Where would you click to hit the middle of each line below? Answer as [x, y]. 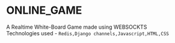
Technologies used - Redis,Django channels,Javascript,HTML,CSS [88, 33]
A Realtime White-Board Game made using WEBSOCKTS [77, 27]
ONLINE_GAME [44, 10]
